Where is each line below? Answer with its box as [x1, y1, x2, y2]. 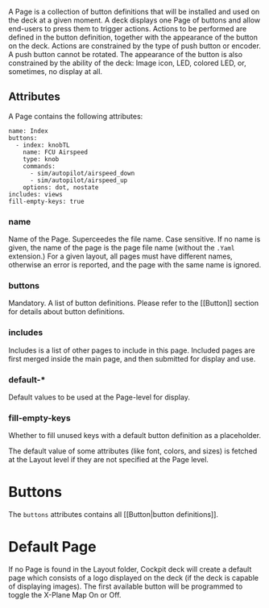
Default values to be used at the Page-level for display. [8, 392, 191, 402]
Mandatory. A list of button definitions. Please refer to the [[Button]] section [8, 298, 259, 308]
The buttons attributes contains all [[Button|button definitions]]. [8, 510, 219, 519]
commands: [23, 162, 56, 170]
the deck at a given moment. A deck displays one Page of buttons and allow [8, 15, 260, 25]
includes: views [8, 190, 63, 198]
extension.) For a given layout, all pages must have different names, [8, 251, 233, 261]
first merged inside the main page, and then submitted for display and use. [8, 354, 256, 363]
